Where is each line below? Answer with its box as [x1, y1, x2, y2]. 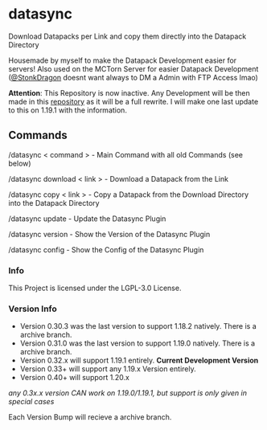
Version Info [8, 303, 58, 314]
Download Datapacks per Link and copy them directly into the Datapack [8, 31, 247, 41]
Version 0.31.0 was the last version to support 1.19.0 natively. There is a [19, 338, 256, 348]
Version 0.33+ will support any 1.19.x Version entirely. [19, 364, 196, 374]
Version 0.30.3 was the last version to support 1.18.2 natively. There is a [19, 321, 257, 331]
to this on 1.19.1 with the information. [8, 105, 127, 115]
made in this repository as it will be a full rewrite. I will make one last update [8, 96, 259, 106]
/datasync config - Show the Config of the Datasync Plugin [8, 244, 204, 254]
